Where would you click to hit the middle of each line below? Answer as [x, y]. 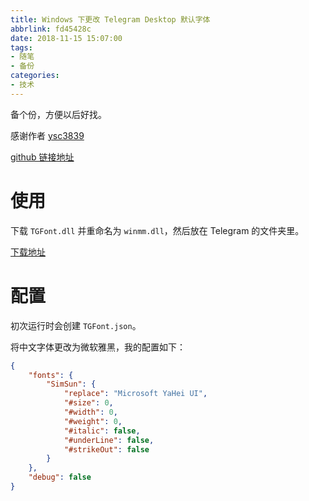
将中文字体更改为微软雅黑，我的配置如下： [98, 347]
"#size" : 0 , [88, 403]
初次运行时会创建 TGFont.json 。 [76, 325]
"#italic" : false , [102, 431]
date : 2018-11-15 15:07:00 [66, 38]
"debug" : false [60, 477]
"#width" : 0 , [90, 412]
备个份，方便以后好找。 [58, 114]
